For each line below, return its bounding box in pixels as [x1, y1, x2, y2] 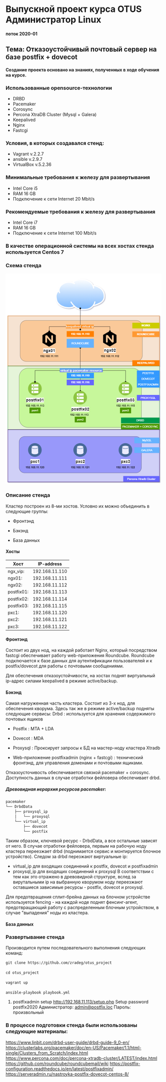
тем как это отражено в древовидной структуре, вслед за [12, 874, 136, 880]
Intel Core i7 [12, 219, 38, 225]
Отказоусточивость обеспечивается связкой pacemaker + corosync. [5, 770, 150, 776]
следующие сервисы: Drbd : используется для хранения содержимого [5, 711, 156, 717]
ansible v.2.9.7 [12, 156, 42, 162]
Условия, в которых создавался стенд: [5, 140, 104, 146]
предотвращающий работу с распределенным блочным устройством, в [5, 905, 159, 911]
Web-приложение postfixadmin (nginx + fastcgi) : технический [12, 755, 143, 761]
